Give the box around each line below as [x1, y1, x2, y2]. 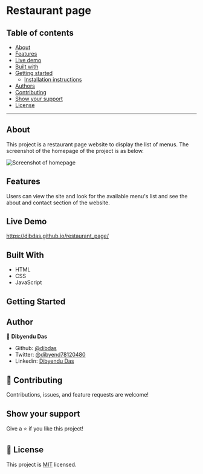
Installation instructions [24, 76, 82, 83]
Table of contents [6, 28, 74, 38]
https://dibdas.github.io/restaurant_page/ [6, 232, 109, 239]
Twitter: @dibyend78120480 [14, 351, 86, 359]
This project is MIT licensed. [6, 461, 77, 468]
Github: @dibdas [14, 345, 57, 352]
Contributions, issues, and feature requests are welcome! [6, 391, 149, 398]
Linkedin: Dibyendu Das [14, 357, 74, 365]
